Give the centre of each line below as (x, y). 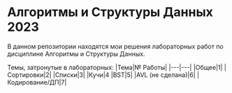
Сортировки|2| (29, 75)
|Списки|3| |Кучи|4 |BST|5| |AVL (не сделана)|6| (124, 75)
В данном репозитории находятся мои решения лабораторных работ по (115, 46)
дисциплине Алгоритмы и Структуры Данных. (76, 54)
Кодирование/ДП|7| (37, 82)
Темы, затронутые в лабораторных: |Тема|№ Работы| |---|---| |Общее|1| (115, 67)
